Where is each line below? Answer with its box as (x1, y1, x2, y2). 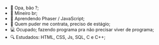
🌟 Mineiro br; (10, 10, 38, 16)
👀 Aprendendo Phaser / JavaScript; (10, 16, 85, 21)
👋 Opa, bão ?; (10, 5, 39, 11)
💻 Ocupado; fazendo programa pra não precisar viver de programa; (10, 27, 154, 32)
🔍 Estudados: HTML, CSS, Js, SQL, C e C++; (10, 34, 106, 40)
